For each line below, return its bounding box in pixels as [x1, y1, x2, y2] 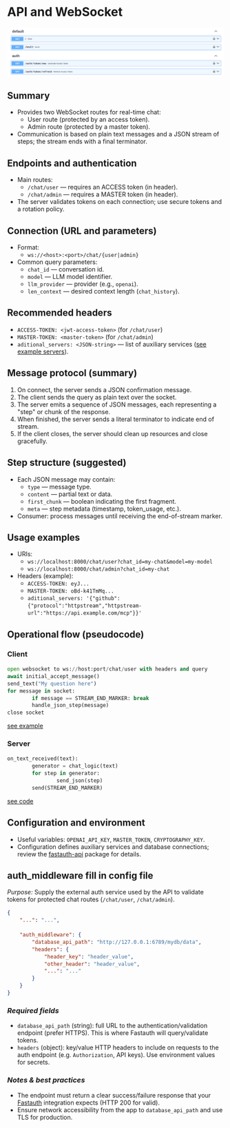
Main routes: [17, 176, 53, 184]
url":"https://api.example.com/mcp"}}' [27, 610, 143, 617]
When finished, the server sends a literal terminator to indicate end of [17, 415, 215, 423]
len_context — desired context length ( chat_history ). [27, 287, 180, 296]
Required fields [7, 1005, 60, 1015]
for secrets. [17, 1058, 50, 1067]
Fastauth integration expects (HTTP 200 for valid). [17, 1098, 160, 1107]
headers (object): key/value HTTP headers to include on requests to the [17, 1043, 219, 1052]
